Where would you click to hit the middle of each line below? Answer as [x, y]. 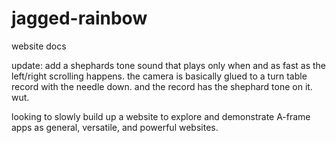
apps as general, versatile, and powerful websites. [115, 127]
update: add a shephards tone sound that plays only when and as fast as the [168, 65]
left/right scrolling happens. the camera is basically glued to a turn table [159, 76]
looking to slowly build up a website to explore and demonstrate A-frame [161, 116]
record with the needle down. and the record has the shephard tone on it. [162, 86]
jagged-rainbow [79, 18]
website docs [39, 46]
